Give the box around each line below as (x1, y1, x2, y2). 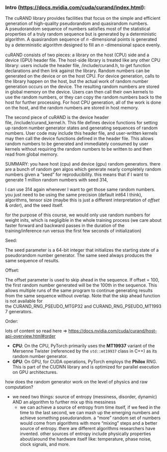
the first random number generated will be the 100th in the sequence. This (5, 282, 158, 288)
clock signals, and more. (19, 442, 70, 448)
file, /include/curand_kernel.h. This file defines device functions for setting (5, 120, 158, 126)
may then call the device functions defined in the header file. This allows (5, 136, 154, 142)
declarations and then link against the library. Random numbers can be (5, 68, 150, 74)
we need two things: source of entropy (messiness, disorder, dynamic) (12, 394, 158, 400)
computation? (5, 384, 33, 390)
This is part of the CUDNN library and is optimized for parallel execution (12, 364, 160, 370)
